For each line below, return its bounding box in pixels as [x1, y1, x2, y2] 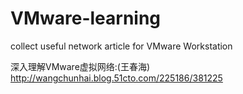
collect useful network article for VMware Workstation [10, 40, 233, 52]
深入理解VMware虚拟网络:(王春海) [10, 60, 151, 72]
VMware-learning [10, 7, 162, 30]
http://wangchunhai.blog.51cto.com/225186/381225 [10, 72, 223, 84]
